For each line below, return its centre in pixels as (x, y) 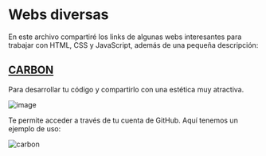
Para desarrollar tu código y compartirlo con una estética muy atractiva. (126, 89)
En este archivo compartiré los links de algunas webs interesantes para (125, 37)
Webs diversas (59, 15)
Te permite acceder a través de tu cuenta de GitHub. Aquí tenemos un (123, 120)
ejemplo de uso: (35, 128)
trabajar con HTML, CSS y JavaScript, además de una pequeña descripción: (133, 45)
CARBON (31, 70)
